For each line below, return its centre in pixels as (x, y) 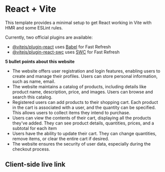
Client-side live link (35, 164)
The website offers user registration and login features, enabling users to (86, 71)
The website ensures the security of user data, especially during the (82, 144)
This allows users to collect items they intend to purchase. (71, 112)
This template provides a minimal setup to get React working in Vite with (78, 23)
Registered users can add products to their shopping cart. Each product (85, 102)
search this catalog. (32, 97)
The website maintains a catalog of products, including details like (79, 86)
